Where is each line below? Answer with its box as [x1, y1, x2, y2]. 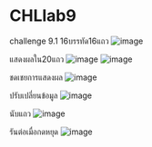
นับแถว [9, 108, 32, 119]
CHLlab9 [9, 5, 77, 26]
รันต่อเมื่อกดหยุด [9, 126, 59, 137]
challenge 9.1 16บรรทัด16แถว [9, 35, 109, 46]
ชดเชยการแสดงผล [9, 72, 64, 83]
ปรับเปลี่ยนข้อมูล [9, 90, 58, 101]
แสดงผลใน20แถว [9, 54, 65, 64]
